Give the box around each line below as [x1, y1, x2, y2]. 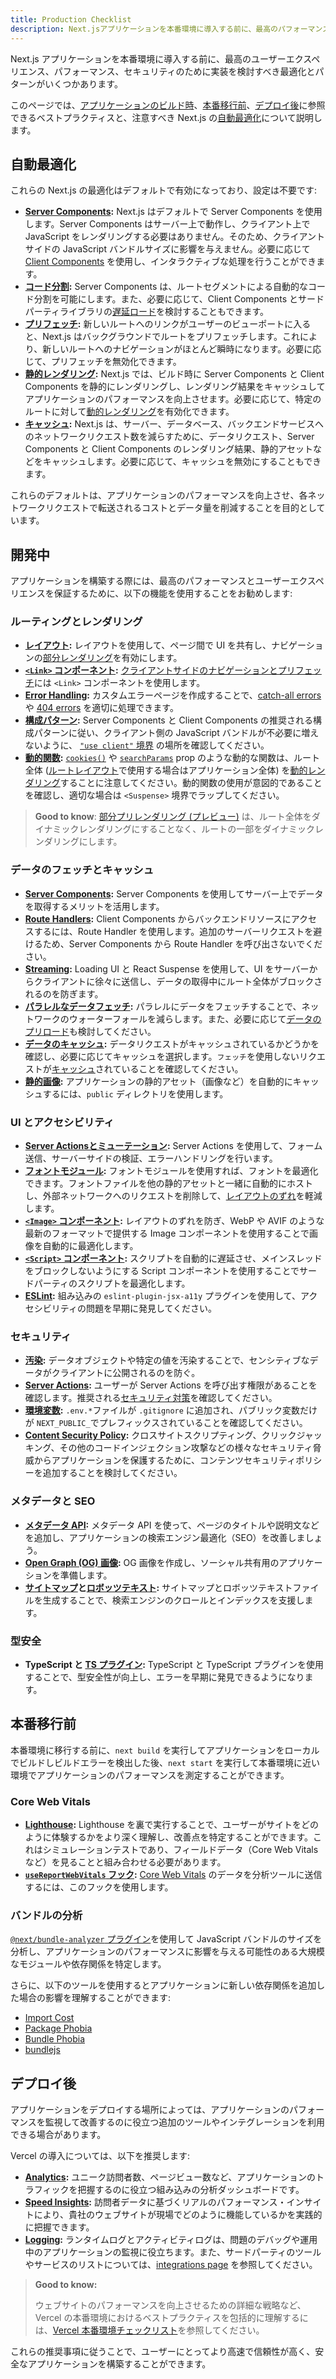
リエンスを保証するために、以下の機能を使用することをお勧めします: [10, 587, 293, 600]
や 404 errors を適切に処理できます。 [24, 702, 179, 714]
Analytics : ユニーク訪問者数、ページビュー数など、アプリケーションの [24, 2171, 317, 2183]
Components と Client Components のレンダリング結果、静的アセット [24, 443, 314, 455]
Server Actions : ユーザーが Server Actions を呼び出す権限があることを [24, 1379, 318, 1391]
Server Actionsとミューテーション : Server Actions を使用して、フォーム [24, 1140, 323, 1152]
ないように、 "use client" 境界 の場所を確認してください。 [24, 739, 270, 751]
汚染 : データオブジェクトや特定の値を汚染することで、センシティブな [24, 1354, 310, 1366]
